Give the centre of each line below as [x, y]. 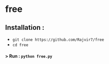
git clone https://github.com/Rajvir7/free [58, 40]
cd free [20, 45]
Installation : [25, 28]
